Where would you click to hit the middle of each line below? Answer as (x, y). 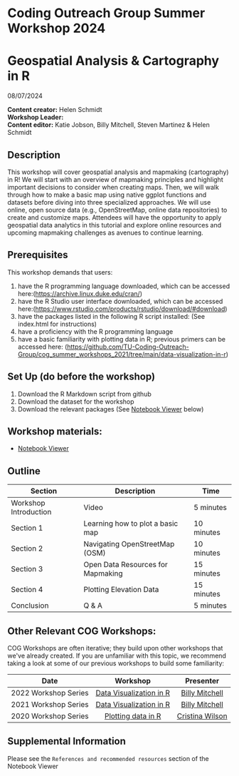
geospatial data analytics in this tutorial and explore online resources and (115, 225)
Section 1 (27, 528)
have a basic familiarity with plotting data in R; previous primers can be (122, 339)
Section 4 (27, 590)
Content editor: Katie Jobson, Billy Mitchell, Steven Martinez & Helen (108, 125)
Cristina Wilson (202, 716)
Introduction (31, 512)
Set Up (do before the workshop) (81, 377)
